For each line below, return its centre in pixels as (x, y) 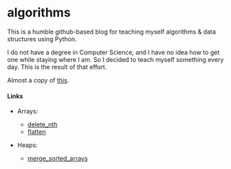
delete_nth (42, 124)
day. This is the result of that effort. (57, 67)
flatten (37, 132)
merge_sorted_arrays (58, 159)
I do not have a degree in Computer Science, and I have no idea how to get (113, 52)
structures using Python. (42, 38)
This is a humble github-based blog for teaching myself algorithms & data (111, 32)
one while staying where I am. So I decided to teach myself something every (115, 59)
